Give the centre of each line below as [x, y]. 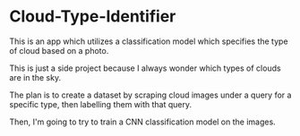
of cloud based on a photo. [59, 50]
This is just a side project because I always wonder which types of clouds [145, 68]
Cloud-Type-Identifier [93, 17]
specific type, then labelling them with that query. [101, 104]
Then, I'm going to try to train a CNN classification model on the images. [142, 122]
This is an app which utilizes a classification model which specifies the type [149, 41]
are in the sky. [35, 77]
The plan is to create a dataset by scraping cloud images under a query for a [150, 95]
